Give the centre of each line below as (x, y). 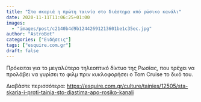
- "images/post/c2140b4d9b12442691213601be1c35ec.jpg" (82, 28)
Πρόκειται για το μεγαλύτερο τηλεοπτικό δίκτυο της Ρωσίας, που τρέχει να (100, 68)
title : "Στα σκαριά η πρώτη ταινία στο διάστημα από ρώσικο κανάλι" (94, 12)
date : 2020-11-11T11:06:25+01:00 (48, 17)
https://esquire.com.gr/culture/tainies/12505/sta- (127, 86)
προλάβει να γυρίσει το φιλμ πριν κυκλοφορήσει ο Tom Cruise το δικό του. (100, 74)
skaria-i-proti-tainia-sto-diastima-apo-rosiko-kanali (70, 92)
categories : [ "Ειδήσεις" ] (39, 40)
